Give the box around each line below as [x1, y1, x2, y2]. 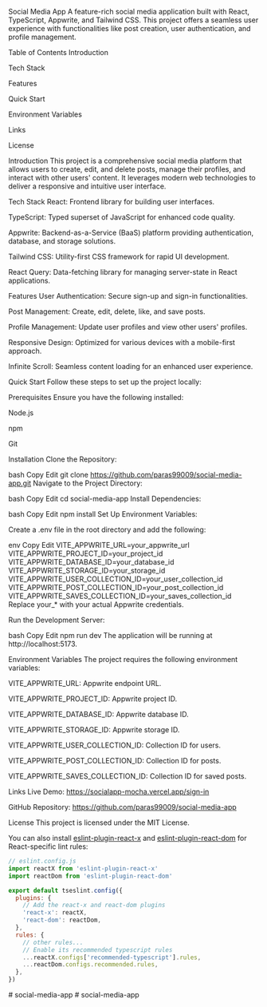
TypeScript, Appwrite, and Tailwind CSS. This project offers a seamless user [8, 15, 259, 25]
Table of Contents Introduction [8, 48, 109, 57]
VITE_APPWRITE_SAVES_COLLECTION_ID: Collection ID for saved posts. [8, 771, 247, 781]
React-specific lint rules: [8, 842, 88, 851]
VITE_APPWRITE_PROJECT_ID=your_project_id [8, 549, 163, 558]
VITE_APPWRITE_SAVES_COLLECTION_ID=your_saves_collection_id [8, 591, 232, 601]
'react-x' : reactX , [22, 909, 88, 917]
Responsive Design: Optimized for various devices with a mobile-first [8, 338, 235, 347]
